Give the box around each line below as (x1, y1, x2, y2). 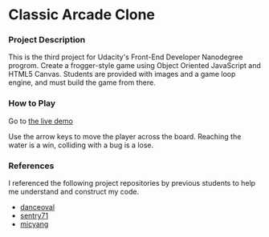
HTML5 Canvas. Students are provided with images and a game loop (8, 70, 236, 79)
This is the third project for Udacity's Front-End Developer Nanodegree (8, 52, 243, 62)
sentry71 (19, 211, 49, 221)
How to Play (8, 98, 56, 109)
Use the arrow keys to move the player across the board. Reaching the (8, 131, 242, 141)
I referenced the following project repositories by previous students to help (8, 179, 255, 188)
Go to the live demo (8, 116, 74, 126)
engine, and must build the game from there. (8, 78, 156, 87)
